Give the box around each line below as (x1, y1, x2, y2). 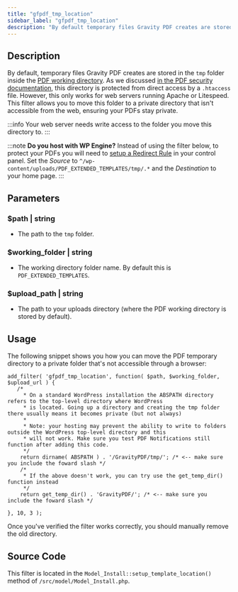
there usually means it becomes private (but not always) (7, 410, 182, 417)
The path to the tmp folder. (17, 229, 94, 238)
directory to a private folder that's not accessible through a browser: (7, 359, 207, 368)
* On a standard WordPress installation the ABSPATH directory (23, 392, 214, 399)
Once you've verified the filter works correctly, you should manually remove (7, 522, 229, 531)
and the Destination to (152, 164, 217, 172)
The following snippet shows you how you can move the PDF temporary (7, 352, 217, 361)
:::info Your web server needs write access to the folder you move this (7, 120, 212, 128)
